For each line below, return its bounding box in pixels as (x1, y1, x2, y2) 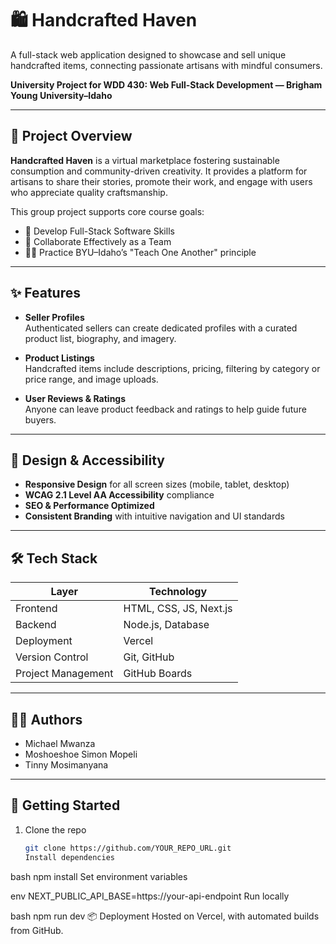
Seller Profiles (24, 311, 85, 323)
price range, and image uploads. (24, 373, 159, 385)
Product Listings (24, 352, 95, 364)
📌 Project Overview (10, 128, 133, 145)
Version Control (15, 650, 89, 664)
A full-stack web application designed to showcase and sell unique (10, 48, 287, 61)
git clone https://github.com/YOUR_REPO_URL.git (24, 843, 232, 853)
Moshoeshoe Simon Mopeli (24, 748, 138, 760)
